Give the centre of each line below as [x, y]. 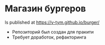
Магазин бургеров [45, 9]
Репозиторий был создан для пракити [53, 32]
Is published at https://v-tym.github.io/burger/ [52, 22]
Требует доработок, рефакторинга [49, 37]
